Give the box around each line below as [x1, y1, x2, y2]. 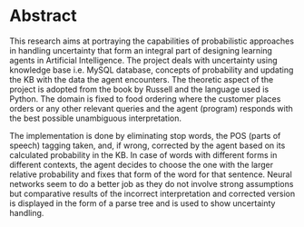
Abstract [9, 5, 77, 26]
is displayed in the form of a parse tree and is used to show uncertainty [9, 197, 276, 209]
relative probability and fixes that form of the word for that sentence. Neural [9, 169, 292, 180]
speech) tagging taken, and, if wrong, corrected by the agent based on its [9, 140, 286, 151]
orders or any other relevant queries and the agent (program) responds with [9, 103, 293, 113]
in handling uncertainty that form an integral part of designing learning [9, 44, 272, 55]
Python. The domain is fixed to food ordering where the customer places [9, 93, 281, 104]
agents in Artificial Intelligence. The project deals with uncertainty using [9, 54, 279, 65]
